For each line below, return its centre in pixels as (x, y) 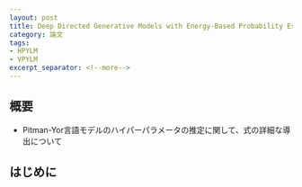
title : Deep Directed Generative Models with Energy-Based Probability (146, 26)
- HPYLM (24, 51)
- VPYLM (24, 59)
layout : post (34, 18)
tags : (19, 43)
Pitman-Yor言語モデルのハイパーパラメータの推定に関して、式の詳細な (152, 129)
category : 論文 (36, 34)
